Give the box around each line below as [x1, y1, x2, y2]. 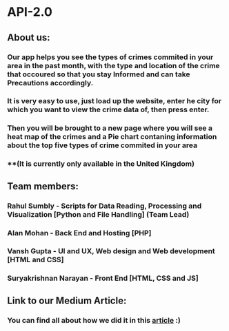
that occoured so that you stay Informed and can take [7, 70, 191, 79]
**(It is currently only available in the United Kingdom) [7, 159, 195, 169]
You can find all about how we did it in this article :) [7, 315, 181, 325]
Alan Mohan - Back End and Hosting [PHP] [7, 228, 152, 237]
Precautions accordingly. [7, 78, 94, 87]
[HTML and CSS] [7, 255, 64, 265]
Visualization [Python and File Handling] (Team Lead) [7, 209, 190, 219]
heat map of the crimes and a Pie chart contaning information [7, 132, 217, 142]
